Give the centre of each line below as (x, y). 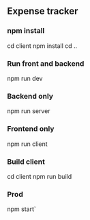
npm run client (27, 144)
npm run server (29, 111)
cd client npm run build (40, 176)
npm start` (21, 209)
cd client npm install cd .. (42, 46)
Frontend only (31, 129)
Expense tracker (43, 11)
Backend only (30, 96)
